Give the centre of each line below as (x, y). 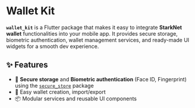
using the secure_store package (54, 85)
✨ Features (27, 65)
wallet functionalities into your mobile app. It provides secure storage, (92, 33)
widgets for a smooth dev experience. (53, 46)
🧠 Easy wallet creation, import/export (60, 92)
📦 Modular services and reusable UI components (76, 99)
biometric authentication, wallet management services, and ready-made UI (98, 40)
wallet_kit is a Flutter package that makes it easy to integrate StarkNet (94, 27)
